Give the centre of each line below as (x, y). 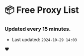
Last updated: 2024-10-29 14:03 (44, 40)
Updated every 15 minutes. (38, 29)
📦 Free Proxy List (42, 10)
